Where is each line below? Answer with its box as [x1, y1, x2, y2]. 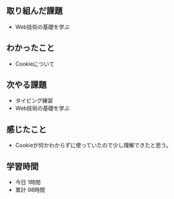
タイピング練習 [15, 97, 53, 104]
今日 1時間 [15, 179, 41, 186]
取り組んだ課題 [6, 5, 63, 16]
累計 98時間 [15, 186, 46, 194]
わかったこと [6, 43, 55, 53]
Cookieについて [15, 60, 55, 67]
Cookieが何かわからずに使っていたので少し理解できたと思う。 [15, 142, 172, 149]
